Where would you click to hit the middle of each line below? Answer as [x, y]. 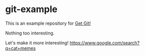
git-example [31, 9]
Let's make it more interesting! [37, 43]
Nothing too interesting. [30, 33]
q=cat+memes [21, 48]
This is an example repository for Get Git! [48, 23]
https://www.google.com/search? [105, 43]
